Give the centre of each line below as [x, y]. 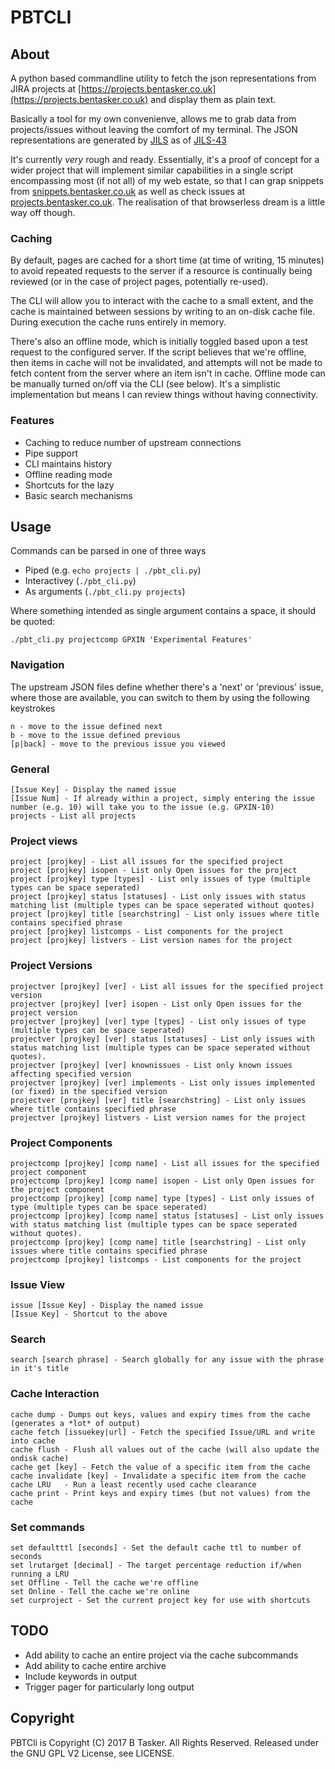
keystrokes [33, 708]
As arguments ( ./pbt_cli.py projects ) [105, 592]
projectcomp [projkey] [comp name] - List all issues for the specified [165, 1163]
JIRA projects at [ [46, 89]
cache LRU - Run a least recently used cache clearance [133, 1484]
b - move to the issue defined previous [96, 735]
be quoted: [33, 622]
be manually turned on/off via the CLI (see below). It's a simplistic [146, 384]
